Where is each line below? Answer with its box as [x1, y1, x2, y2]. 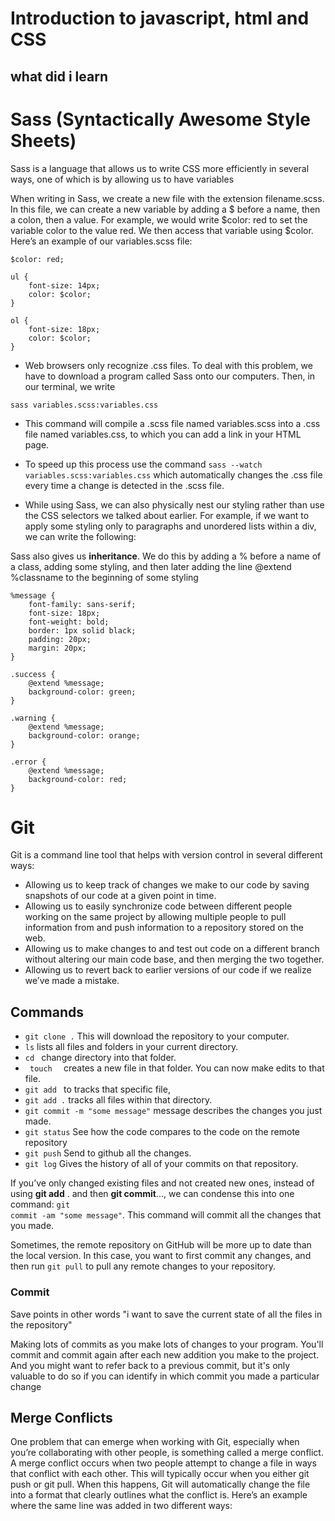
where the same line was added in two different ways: [10, 1500, 233, 1512]
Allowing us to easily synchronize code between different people [24, 900, 293, 912]
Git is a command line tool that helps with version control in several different [10, 849, 323, 861]
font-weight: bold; [28, 617, 110, 627]
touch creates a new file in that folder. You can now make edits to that [29, 1062, 325, 1074]
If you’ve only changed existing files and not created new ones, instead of [10, 1177, 315, 1189]
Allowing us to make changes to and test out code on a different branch [24, 943, 320, 955]
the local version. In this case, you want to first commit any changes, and [10, 1250, 312, 1262]
